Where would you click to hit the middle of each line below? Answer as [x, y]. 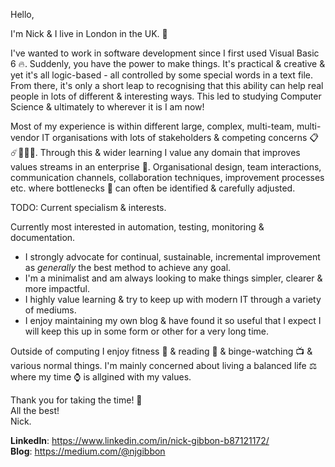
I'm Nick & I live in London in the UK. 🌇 [89, 33]
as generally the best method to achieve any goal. [128, 267]
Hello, [22, 14]
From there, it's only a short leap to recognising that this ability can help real [167, 85]
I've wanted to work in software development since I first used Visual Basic [165, 53]
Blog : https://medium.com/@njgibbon [88, 451]
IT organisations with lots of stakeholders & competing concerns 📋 [180, 137]
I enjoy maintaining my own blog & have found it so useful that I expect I [173, 320]
